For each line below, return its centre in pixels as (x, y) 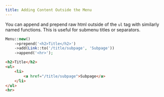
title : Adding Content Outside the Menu (49, 10)
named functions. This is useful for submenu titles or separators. (73, 30)
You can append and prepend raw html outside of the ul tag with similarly (82, 24)
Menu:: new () (18, 39)
